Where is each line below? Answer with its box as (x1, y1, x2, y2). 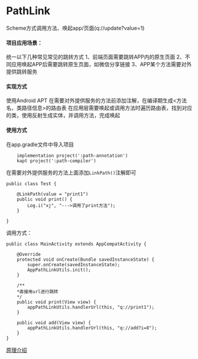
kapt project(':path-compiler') (17, 158, 96, 164)
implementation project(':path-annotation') (17, 153, 128, 159)
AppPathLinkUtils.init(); (27, 267, 92, 273)
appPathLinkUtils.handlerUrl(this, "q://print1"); (27, 304, 155, 310)
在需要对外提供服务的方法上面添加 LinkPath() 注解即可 (6, 169, 137, 176)
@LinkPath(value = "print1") (17, 191, 89, 197)
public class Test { (6, 180, 57, 187)
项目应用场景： (6, 39, 43, 46)
